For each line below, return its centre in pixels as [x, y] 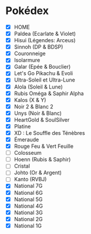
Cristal [22, 166]
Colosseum [28, 153]
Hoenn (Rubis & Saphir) [42, 160]
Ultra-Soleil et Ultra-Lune [45, 80]
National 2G [28, 219]
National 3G [28, 212]
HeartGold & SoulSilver [42, 120]
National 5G [28, 199]
